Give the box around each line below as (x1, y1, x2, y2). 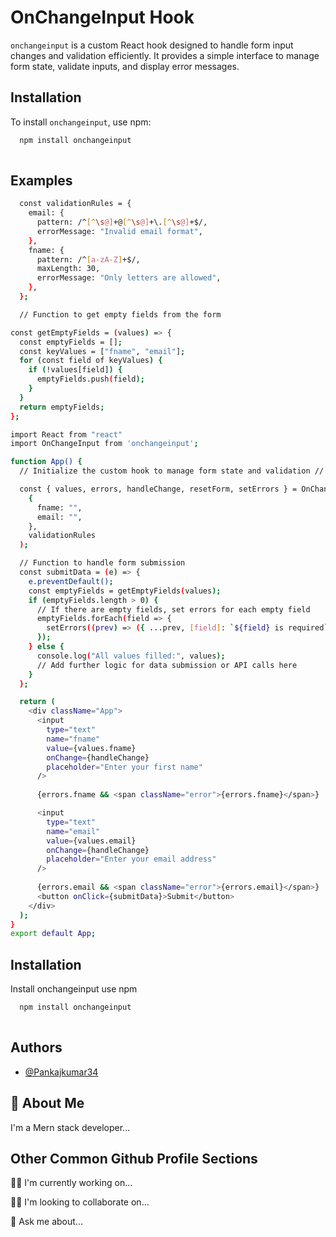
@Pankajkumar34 (24, 1066, 99, 1078)
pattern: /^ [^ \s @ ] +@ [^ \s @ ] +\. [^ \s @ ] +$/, (36, 217, 208, 228)
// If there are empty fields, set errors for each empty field (36, 604, 311, 615)
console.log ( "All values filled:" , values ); (36, 651, 226, 661)
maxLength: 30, (36, 264, 101, 274)
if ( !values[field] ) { (28, 365, 123, 375)
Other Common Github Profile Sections (10, 1150, 258, 1167)
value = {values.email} (46, 836, 137, 846)
